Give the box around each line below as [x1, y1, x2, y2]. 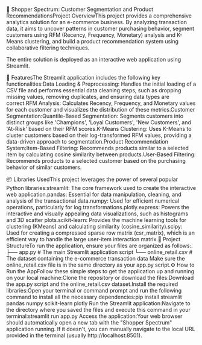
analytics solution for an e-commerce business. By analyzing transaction [6, 19, 188, 25]
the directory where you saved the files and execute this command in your [6, 306, 191, 313]
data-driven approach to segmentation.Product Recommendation [6, 138, 169, 145]
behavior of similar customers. [6, 163, 82, 171]
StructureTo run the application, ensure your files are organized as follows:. [6, 242, 193, 249]
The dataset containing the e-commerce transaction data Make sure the [6, 255, 185, 262]
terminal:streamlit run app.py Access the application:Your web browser [6, 312, 183, 320]
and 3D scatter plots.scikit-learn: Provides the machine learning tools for [6, 217, 187, 223]
